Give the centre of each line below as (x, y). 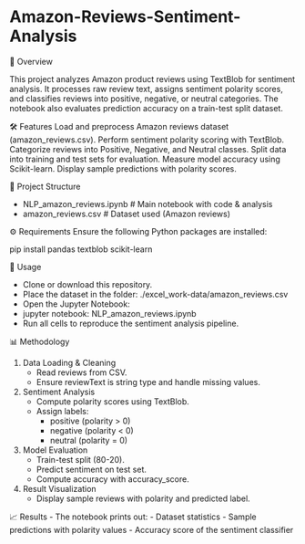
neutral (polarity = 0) (89, 440)
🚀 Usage (25, 267)
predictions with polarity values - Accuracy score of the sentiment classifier (152, 529)
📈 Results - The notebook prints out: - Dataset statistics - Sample (133, 517)
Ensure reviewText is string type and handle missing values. (148, 382)
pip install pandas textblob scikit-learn (81, 249)
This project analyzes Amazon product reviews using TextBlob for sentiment (152, 78)
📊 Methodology (40, 341)
